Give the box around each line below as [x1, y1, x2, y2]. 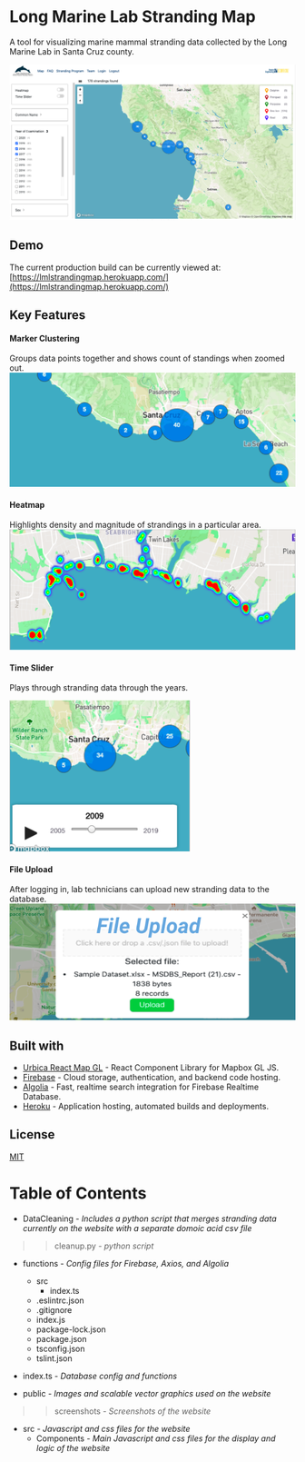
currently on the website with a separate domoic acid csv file [22, 1222, 252, 1233]
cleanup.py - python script [54, 1240, 154, 1251]
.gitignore [35, 1304, 73, 1315]
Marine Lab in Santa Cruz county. [9, 45, 134, 56]
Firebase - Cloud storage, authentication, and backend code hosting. [22, 1071, 281, 1082]
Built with [9, 1038, 64, 1053]
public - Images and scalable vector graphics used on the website [22, 1387, 271, 1398]
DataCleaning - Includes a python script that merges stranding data [22, 1213, 277, 1224]
